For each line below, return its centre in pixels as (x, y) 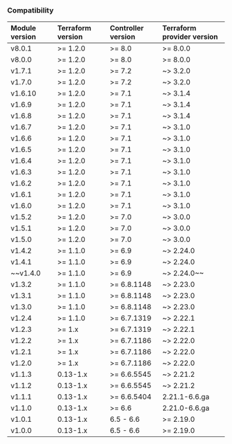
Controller (127, 28)
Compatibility (30, 10)
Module (23, 28)
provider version (190, 37)
